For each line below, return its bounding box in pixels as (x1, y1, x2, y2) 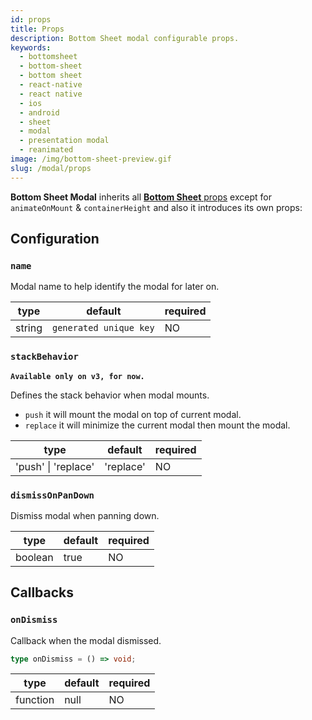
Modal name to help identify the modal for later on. (10, 281, 220, 293)
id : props (10, 14, 52, 25)
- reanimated (19, 145, 74, 155)
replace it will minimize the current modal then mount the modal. (24, 419, 291, 431)
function (15, 693, 55, 707)
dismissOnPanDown (10, 489, 95, 501)
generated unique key (52, 322, 155, 334)
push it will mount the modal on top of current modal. (24, 408, 242, 420)
